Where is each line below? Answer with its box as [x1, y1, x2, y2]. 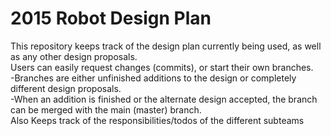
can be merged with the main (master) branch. [10, 103, 202, 116]
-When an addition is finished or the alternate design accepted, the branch [10, 93, 318, 105]
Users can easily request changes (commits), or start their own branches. [10, 61, 314, 73]
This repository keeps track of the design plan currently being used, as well [10, 40, 322, 52]
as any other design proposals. [10, 50, 138, 62]
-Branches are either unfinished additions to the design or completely [10, 72, 297, 84]
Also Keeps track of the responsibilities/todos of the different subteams [10, 114, 305, 126]
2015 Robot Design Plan [10, 7, 212, 30]
